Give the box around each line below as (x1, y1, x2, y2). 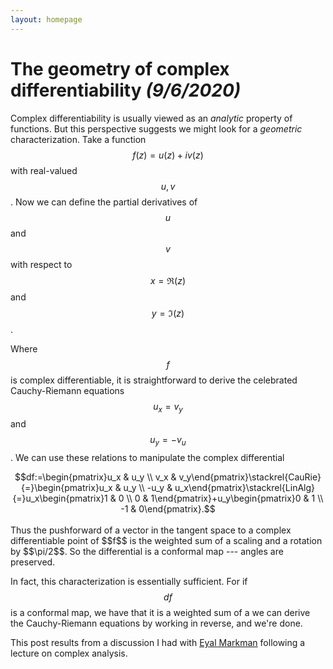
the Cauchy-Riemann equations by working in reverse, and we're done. (10, 617, 303, 630)
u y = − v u (149, 434, 187, 448)
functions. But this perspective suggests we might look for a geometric (10, 122, 303, 135)
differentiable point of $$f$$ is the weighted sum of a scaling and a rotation (10, 535, 323, 547)
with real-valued (10, 164, 78, 176)
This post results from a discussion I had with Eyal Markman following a (10, 637, 306, 649)
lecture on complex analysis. (10, 647, 128, 660)
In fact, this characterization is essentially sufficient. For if (10, 576, 248, 588)
